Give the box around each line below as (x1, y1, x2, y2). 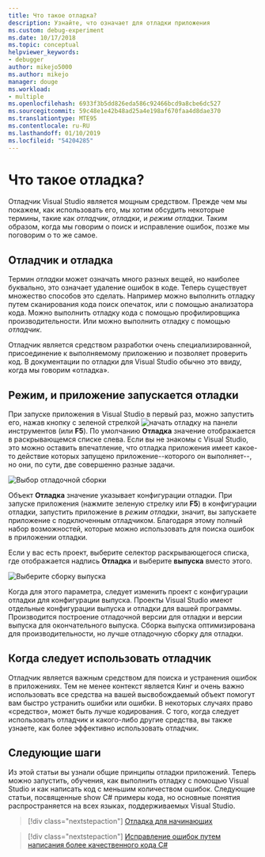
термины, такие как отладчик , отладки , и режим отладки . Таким (8, 214, 228, 223)
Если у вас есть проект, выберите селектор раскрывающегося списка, (8, 548, 249, 558)
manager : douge (8, 78, 59, 85)
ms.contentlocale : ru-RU (8, 122, 90, 130)
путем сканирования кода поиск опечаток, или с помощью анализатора (8, 300, 254, 309)
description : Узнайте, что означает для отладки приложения (8, 19, 211, 27)
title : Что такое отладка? (8, 11, 97, 20)
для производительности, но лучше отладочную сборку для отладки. (8, 629, 244, 639)
